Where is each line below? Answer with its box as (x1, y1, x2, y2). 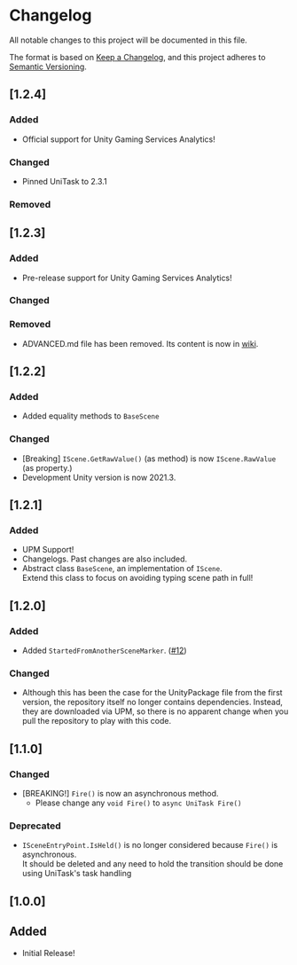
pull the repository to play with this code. (21, 716, 171, 726)
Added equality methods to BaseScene (21, 411, 160, 421)
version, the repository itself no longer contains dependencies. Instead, (21, 697, 284, 708)
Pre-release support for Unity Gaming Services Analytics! (21, 272, 232, 283)
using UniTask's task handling (21, 868, 132, 879)
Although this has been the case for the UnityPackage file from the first (21, 687, 283, 698)
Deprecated (9, 820, 62, 832)
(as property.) (21, 462, 73, 473)
